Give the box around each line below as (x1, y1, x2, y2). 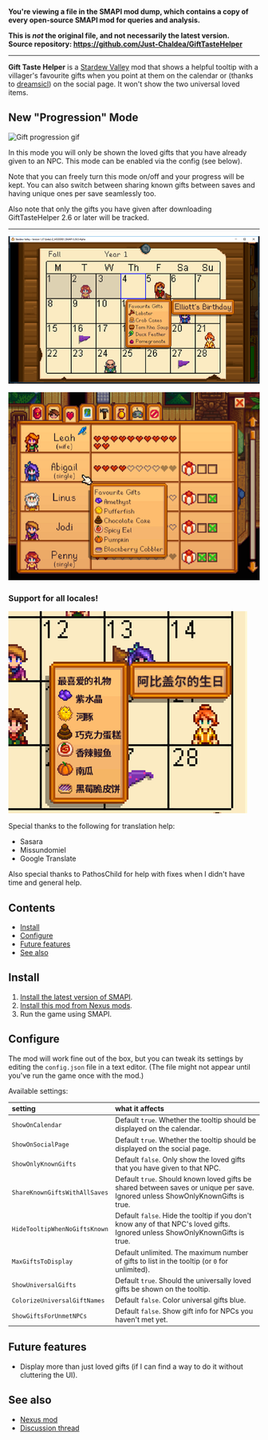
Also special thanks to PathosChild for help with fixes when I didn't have (8, 870, 246, 879)
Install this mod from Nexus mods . (19, 1000, 133, 1010)
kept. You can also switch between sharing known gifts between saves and (8, 180, 255, 190)
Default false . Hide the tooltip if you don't (115, 1211, 252, 1221)
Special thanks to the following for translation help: (8, 822, 175, 831)
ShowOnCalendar (11, 1121, 62, 1129)
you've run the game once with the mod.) (8, 1070, 144, 1080)
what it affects (115, 1104, 165, 1114)
